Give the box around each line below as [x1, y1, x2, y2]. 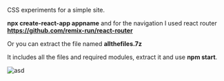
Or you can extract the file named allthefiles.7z [7, 40, 143, 47]
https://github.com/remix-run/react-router [7, 27, 133, 34]
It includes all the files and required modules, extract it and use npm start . [7, 53, 218, 61]
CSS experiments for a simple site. [7, 6, 105, 14]
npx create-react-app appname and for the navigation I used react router [7, 19, 217, 27]
